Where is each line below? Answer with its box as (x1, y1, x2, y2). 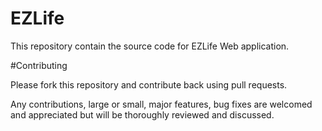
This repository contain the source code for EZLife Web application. (10, 40, 290, 52)
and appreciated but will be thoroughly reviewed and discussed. (10, 108, 275, 121)
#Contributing (10, 59, 68, 71)
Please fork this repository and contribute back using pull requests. (10, 78, 288, 91)
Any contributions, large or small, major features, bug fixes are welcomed (10, 98, 313, 110)
